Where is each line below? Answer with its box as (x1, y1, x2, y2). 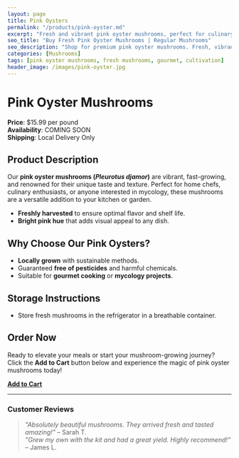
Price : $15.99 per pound (7, 118, 79, 126)
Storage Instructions (7, 292, 101, 304)
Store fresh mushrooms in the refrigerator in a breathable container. (17, 311, 217, 320)
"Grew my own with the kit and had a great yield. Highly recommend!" (24, 436, 231, 444)
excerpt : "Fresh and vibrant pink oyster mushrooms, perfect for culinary (7, 30, 234, 38)
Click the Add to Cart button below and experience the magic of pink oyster (7, 358, 230, 367)
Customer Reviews (7, 404, 75, 414)
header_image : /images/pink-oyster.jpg (7, 63, 126, 71)
